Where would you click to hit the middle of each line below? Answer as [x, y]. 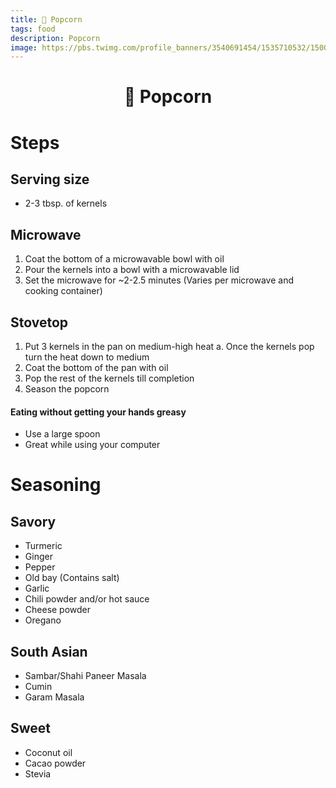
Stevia [38, 773]
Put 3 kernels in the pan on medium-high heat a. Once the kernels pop [169, 347]
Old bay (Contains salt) [72, 578]
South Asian [49, 651]
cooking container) [63, 291]
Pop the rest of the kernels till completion [109, 378]
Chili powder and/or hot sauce [87, 599]
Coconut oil [48, 752]
